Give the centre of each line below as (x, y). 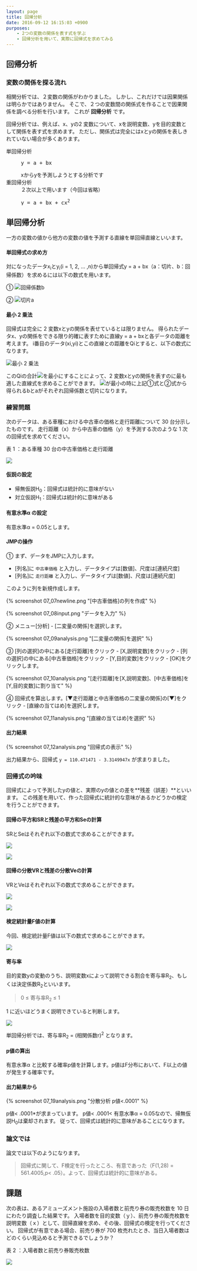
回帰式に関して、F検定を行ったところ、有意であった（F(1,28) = (97, 1165)
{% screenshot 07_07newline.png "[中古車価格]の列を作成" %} (81, 601)
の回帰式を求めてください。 (40, 436)
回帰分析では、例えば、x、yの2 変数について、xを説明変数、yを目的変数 (94, 124)
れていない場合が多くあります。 (45, 139)
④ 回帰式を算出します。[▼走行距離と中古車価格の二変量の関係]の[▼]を (94, 698)
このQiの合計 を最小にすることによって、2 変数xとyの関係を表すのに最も (96, 376)
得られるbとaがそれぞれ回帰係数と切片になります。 (68, 391)
